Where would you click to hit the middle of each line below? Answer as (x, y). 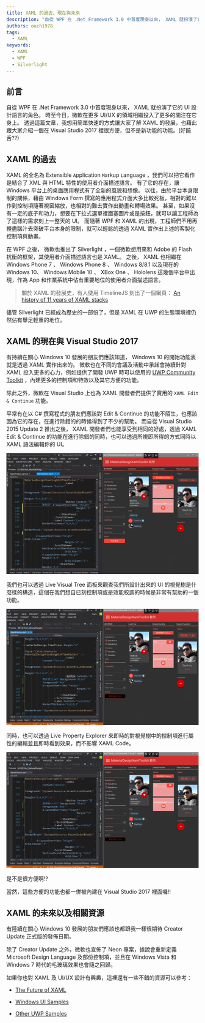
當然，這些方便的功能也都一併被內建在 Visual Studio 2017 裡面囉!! (88, 892)
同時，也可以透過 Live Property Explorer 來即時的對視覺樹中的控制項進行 (98, 735)
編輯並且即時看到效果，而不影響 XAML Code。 (76, 743)
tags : (13, 32)
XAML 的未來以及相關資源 (56, 913)
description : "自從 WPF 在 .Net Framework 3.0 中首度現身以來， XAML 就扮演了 (102, 19)
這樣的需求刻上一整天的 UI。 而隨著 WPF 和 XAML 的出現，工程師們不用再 (104, 221)
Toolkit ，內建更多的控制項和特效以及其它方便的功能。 (74, 380)
